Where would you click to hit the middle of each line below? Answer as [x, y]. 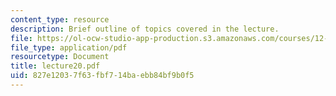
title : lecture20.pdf [55, 66]
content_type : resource [60, 19]
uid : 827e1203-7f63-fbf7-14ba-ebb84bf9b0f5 [102, 76]
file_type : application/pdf [69, 47]
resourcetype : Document [60, 57]
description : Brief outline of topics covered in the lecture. [145, 29]
